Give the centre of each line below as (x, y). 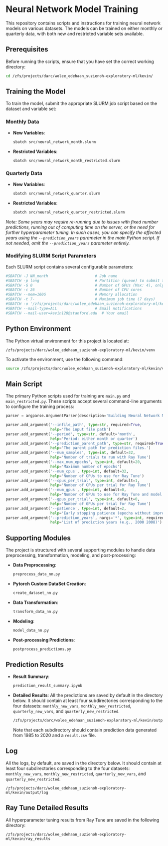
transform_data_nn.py (35, 611)
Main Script (24, 384)
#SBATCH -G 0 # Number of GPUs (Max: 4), (80, 285)
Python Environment (38, 329)
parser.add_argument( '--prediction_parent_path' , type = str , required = (81, 443)
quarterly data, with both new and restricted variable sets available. (75, 33)
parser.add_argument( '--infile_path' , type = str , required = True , (74, 425)
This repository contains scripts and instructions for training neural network (83, 23)
